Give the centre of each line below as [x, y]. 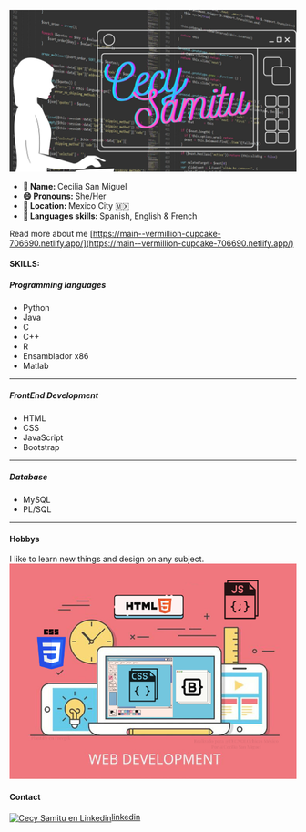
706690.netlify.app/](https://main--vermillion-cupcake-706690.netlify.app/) [152, 243]
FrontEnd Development [54, 395]
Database [29, 477]
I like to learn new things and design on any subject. [107, 559]
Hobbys [25, 539]
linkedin [126, 817]
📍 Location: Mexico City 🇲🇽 [76, 205]
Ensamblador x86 [56, 356]
